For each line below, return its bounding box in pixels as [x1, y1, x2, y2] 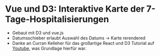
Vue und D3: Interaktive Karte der [5, 3, 145, 15]
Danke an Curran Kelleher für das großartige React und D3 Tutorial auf [12, 40, 155, 46]
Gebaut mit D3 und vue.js [12, 30, 64, 36]
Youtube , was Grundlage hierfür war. [12, 45, 87, 51]
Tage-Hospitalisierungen [5, 14, 109, 25]
